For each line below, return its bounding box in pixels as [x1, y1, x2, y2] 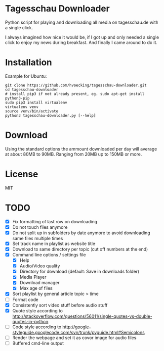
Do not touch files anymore [12, 224, 68, 230]
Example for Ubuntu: [5, 73, 47, 79]
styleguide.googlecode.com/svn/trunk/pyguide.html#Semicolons [12, 329, 145, 335]
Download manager [19, 280, 60, 286]
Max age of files [19, 285, 53, 291]
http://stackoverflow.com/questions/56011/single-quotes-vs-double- [12, 313, 152, 319]
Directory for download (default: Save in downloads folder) [19, 268, 140, 275]
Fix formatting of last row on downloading [12, 218, 98, 224]
